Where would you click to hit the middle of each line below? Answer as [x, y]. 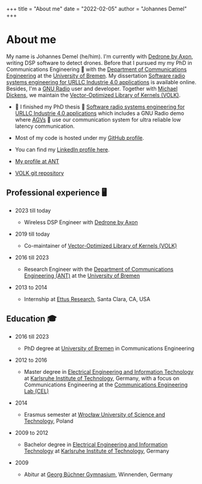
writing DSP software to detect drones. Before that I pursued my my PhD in [99, 62]
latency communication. [45, 126]
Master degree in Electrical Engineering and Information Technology [109, 371]
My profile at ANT [37, 161]
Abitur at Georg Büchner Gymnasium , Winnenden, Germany [98, 474]
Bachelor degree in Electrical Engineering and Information [96, 444]
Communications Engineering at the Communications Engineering [106, 385]
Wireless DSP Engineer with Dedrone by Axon [81, 222]
